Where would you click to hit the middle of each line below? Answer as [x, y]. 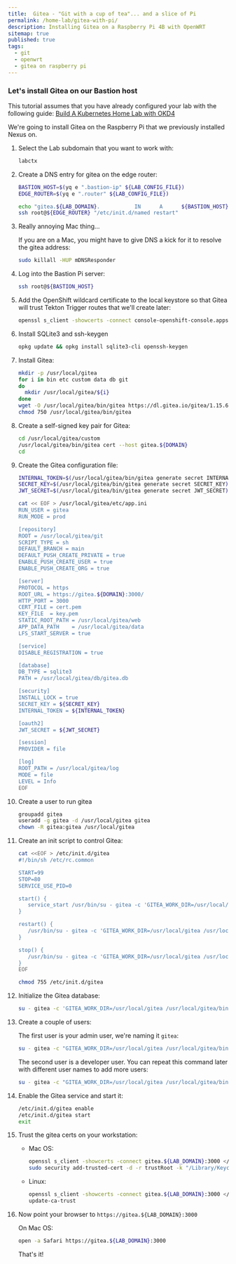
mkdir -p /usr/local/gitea [57, 373]
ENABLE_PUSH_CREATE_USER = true [65, 562]
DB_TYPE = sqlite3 [45, 672]
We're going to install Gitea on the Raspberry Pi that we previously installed [116, 126]
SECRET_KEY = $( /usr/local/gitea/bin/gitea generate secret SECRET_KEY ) [123, 484]
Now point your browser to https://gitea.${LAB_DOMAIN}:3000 [108, 1214]
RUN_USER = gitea [43, 510]
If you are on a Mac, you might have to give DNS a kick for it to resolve [120, 240]
